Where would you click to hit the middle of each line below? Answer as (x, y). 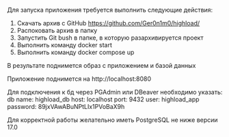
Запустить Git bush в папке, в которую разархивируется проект (110, 38)
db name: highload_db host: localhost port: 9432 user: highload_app (103, 99)
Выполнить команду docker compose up (76, 52)
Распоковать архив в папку (57, 30)
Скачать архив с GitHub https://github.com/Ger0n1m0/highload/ (108, 23)
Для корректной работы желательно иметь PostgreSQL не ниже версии (112, 120)
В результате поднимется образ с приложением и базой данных (102, 65)
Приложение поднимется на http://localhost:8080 (79, 79)
